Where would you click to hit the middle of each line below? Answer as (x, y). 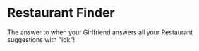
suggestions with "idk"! (41, 39)
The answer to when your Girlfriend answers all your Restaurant (100, 32)
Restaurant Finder (61, 13)
